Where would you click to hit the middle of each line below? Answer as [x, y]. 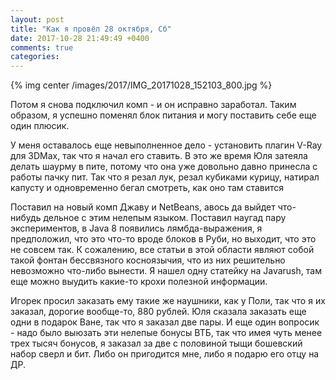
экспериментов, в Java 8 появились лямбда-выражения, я [136, 228]
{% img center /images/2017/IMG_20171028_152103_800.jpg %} [141, 85]
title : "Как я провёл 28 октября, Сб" [91, 29]
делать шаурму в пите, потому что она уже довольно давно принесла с [164, 167]
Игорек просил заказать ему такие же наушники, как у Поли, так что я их [168, 301]
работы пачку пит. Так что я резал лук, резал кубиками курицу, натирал [165, 177]
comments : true [42, 47]
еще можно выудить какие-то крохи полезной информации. [139, 282]
